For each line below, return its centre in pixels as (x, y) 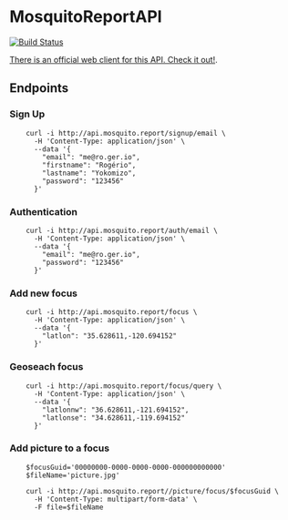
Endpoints (39, 88)
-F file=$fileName (68, 507)
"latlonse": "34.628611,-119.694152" (113, 418)
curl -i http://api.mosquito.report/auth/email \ (122, 230)
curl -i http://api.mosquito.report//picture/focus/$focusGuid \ (153, 491)
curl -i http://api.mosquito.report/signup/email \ (126, 133)
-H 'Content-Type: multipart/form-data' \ (115, 499)
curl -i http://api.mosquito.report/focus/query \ (124, 386)
